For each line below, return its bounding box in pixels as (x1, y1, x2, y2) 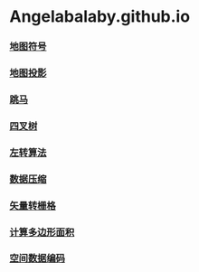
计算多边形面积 (9, 226, 75, 239)
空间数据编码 (9, 252, 66, 265)
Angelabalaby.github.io (9, 6, 191, 27)
